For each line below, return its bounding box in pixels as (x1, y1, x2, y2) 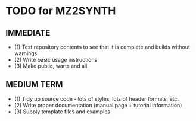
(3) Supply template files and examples (14, 108, 111, 115)
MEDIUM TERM (5, 79, 63, 90)
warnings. (14, 50, 39, 57)
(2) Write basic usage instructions (14, 56, 98, 63)
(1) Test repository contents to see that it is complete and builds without (14, 43, 190, 50)
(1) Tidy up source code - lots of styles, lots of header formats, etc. (14, 95, 179, 102)
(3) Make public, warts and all (14, 62, 88, 69)
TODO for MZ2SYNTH (5, 4, 116, 18)
